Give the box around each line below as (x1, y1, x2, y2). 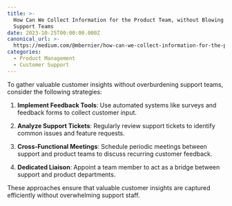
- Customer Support (13, 61, 70, 68)
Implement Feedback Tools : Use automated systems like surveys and (17, 101, 217, 109)
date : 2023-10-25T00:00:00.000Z (7, 29, 100, 37)
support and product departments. (17, 170, 116, 178)
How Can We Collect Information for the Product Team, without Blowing (13, 17, 224, 23)
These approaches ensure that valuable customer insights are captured (7, 183, 211, 192)
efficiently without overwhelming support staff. (7, 191, 140, 199)
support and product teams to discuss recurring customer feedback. (17, 150, 213, 158)
